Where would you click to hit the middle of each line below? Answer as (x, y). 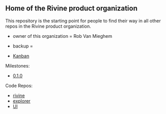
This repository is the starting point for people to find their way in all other (83, 20)
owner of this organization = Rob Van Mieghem (63, 36)
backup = (23, 46)
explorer (22, 101)
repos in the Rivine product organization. (48, 26)
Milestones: (17, 65)
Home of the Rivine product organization (71, 8)
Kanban (21, 56)
